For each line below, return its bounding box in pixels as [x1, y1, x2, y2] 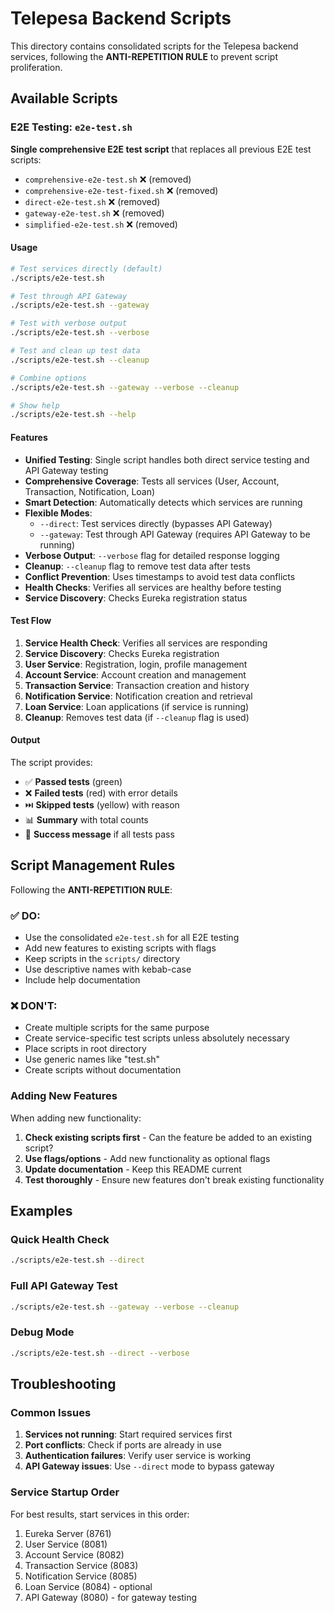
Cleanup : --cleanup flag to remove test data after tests [24, 560, 251, 572]
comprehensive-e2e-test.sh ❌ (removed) [24, 173, 192, 185]
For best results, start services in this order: [10, 1508, 190, 1520]
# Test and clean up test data [10, 346, 141, 356]
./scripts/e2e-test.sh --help [10, 410, 137, 420]
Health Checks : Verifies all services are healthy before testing [24, 581, 282, 593]
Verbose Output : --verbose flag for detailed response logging [24, 549, 280, 561]
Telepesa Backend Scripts [10, 7, 232, 30]
